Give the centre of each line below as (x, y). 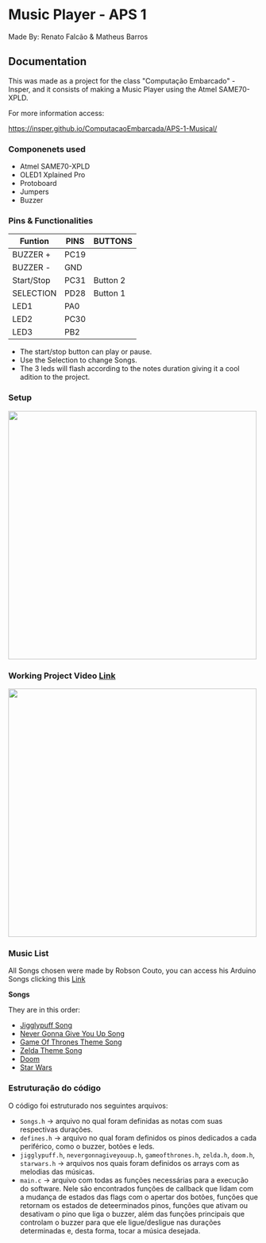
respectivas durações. (56, 1129)
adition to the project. (55, 377)
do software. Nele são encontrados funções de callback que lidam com (137, 1188)
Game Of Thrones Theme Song (71, 1042)
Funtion (34, 242)
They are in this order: (44, 1010)
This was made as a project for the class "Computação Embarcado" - (122, 80)
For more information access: (56, 113)
